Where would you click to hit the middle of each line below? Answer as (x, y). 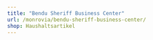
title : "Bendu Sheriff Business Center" (66, 13)
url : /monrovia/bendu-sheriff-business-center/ (77, 20)
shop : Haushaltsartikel (41, 26)
